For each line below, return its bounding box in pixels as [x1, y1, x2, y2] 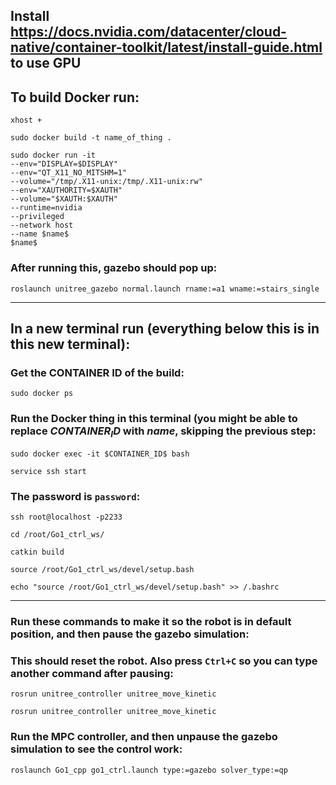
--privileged [10, 212, 65, 222]
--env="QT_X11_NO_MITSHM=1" [10, 168, 128, 178]
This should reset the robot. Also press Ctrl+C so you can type [10, 654, 318, 668]
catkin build [10, 547, 65, 558]
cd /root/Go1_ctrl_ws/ [10, 530, 105, 540]
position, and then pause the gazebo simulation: [10, 627, 250, 641]
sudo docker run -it [10, 150, 97, 161]
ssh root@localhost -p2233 [10, 512, 123, 523]
